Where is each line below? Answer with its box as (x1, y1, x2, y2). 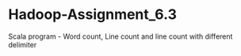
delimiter (8, 39, 37, 49)
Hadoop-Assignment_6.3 (8, 6, 177, 24)
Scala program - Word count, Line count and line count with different (8, 32, 233, 41)
